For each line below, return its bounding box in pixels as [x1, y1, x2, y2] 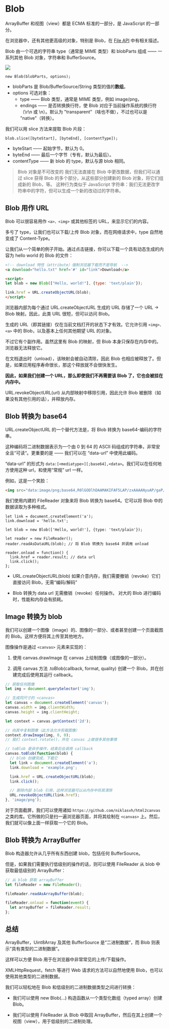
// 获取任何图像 [5, 682, 35, 687]
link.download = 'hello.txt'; [5, 518, 69, 523]
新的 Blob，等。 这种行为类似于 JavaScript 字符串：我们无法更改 [22, 181, 156, 187]
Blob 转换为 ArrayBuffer [5, 836, 81, 845]
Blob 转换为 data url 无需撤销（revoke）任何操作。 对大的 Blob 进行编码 [12, 590, 161, 596]
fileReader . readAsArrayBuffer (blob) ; [5, 891, 84, 896]
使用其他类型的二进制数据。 [5, 973, 63, 980]
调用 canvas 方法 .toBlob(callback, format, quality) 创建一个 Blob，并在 [12, 665, 159, 672]
